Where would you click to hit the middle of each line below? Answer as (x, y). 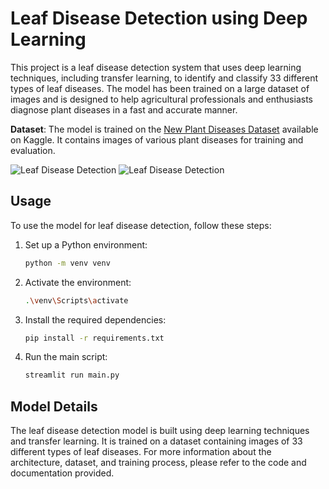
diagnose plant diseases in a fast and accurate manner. (124, 109)
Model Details (54, 406)
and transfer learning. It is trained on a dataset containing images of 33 (156, 441)
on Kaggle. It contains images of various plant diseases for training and (157, 139)
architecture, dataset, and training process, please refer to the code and (158, 463)
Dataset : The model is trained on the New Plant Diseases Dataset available (164, 129)
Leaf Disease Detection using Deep (159, 18)
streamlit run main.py (72, 375)
